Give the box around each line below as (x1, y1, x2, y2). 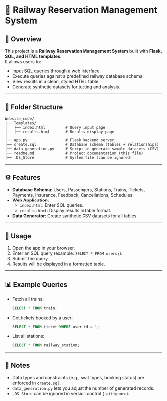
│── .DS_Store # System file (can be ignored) (5, 155, 133, 160)
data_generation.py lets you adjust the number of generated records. (12, 385, 155, 391)
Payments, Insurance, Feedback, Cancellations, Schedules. (12, 192, 134, 198)
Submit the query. (12, 256, 49, 262)
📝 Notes (5, 361, 30, 370)
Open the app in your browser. (12, 245, 75, 251)
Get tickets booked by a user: (12, 315, 73, 321)
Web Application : (12, 197, 49, 203)
